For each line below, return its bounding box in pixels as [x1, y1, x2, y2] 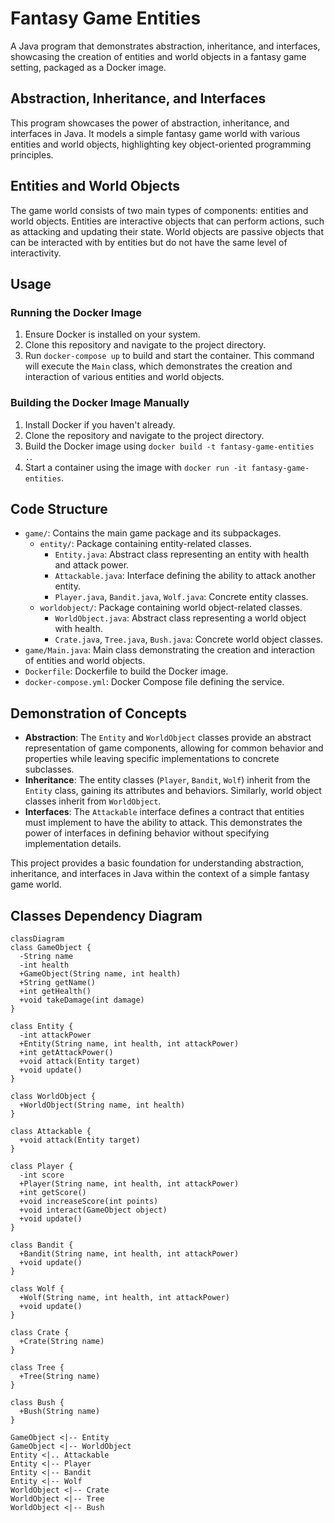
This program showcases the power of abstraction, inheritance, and [10, 117, 290, 129]
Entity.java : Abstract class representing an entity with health [54, 548, 310, 561]
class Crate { [10, 1327, 70, 1337]
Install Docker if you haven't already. [24, 418, 176, 431]
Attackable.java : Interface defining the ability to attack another [54, 570, 316, 582]
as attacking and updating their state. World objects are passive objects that [10, 225, 324, 237]
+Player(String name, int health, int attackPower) [19, 1178, 240, 1189]
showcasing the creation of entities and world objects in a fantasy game [10, 50, 307, 62]
